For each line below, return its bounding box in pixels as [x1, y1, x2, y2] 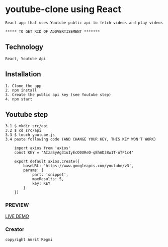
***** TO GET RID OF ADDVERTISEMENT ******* [5, 29, 100, 34]
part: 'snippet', [32, 172, 69, 177]
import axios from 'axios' [14, 145, 71, 151]
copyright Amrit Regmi [5, 237, 53, 242]
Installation [5, 70, 41, 79]
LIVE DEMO [5, 213, 29, 219]
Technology [5, 43, 44, 52]
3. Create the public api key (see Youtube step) [5, 92, 112, 97]
